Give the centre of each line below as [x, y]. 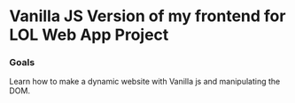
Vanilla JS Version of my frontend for [147, 16]
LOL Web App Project [89, 35]
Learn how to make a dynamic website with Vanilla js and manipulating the [145, 82]
